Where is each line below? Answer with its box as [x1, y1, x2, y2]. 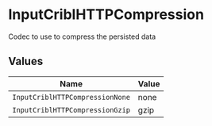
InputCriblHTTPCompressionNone [12, 93, 131, 101]
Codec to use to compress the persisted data [8, 32, 156, 41]
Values [8, 55, 44, 68]
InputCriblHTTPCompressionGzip [12, 105, 131, 114]
